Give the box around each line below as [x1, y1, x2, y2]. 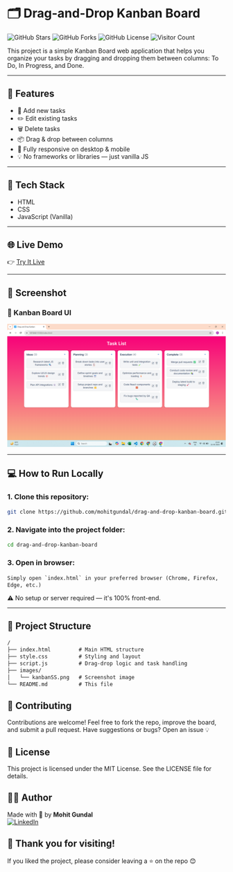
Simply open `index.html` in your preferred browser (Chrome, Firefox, [7, 575, 218, 582]
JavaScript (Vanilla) [17, 212, 74, 220]
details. [7, 772, 28, 781]
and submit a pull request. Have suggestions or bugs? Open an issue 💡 [7, 726, 210, 734]
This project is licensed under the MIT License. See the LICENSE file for [7, 765, 212, 773]
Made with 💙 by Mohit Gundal [7, 810, 94, 819]
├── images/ [7, 667, 42, 674]
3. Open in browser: [7, 558, 75, 568]
